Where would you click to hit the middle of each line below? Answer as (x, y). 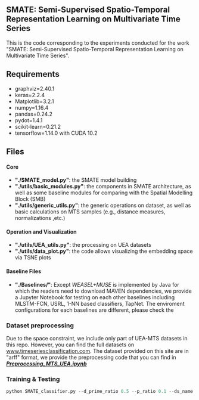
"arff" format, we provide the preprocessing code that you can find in (91, 357)
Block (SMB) (30, 199)
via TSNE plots (33, 258)
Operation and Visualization (41, 231)
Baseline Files (24, 271)
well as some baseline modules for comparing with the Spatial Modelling (104, 193)
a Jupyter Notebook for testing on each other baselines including (95, 297)
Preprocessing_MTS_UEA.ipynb (47, 364)
